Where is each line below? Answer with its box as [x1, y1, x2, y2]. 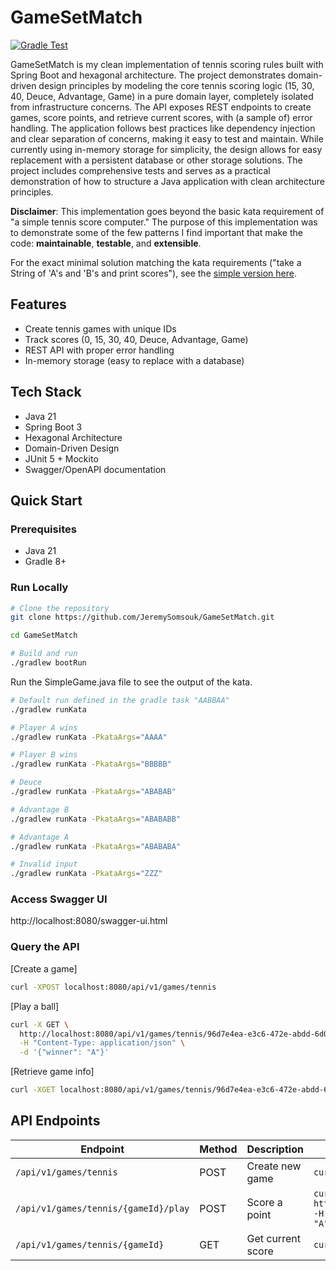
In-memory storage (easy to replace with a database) [24, 354, 245, 366]
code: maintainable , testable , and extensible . [10, 237, 202, 249]
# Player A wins [10, 722, 78, 733]
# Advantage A [10, 832, 70, 842]
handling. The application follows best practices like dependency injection [10, 122, 316, 134]
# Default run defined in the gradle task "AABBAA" [10, 695, 230, 705]
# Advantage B [10, 804, 70, 815]
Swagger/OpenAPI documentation [24, 463, 167, 475]
